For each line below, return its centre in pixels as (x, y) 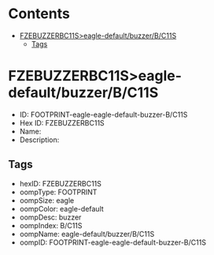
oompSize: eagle (47, 200)
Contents (39, 14)
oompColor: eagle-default (61, 208)
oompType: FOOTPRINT (58, 192)
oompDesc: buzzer (50, 217)
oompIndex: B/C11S (51, 225)
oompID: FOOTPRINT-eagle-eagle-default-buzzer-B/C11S (113, 242)
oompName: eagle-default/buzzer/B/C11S (87, 234)
